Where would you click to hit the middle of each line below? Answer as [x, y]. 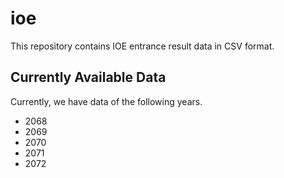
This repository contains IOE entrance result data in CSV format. [142, 46]
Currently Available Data [88, 77]
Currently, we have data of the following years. [106, 101]
